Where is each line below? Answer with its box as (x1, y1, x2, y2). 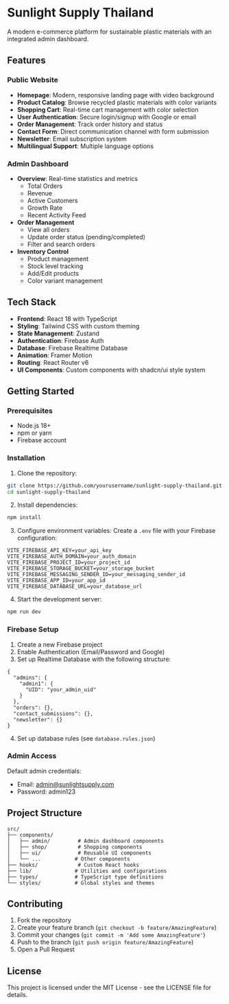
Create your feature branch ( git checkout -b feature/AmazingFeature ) (16, 924, 217, 932)
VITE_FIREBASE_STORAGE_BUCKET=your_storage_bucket (7, 565, 155, 572)
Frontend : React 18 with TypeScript (16, 314, 118, 323)
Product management (27, 254, 89, 263)
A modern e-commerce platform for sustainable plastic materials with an (7, 27, 212, 36)
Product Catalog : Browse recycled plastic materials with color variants (16, 98, 217, 106)
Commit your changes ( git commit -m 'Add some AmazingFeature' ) (16, 931, 206, 939)
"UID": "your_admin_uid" (25, 686, 97, 693)
